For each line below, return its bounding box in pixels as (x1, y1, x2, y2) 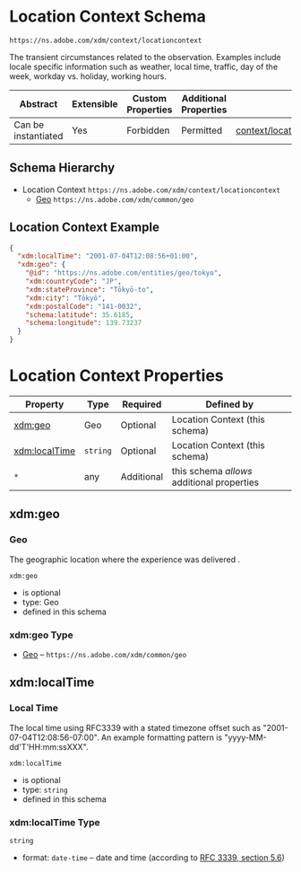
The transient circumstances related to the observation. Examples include (9, 51, 282, 62)
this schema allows (171, 465, 253, 477)
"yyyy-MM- (223, 732, 267, 743)
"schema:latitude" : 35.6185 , (25, 310, 134, 320)
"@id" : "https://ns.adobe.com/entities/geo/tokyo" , (25, 269, 222, 277)
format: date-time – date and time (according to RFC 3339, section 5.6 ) (21, 851, 285, 863)
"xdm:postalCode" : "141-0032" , (25, 302, 142, 311)
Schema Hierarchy (9, 160, 116, 176)
